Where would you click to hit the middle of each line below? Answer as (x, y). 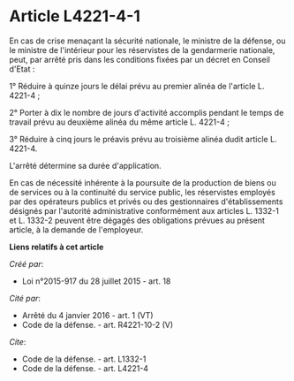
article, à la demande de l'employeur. (76, 229)
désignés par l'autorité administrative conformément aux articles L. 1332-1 (144, 210)
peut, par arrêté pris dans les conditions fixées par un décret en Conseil (140, 59)
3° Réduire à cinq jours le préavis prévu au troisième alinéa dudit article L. (143, 139)
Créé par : (26, 263)
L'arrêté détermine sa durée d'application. (85, 165)
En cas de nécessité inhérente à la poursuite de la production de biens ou (143, 182)
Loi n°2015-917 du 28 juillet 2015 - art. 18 (96, 281)
